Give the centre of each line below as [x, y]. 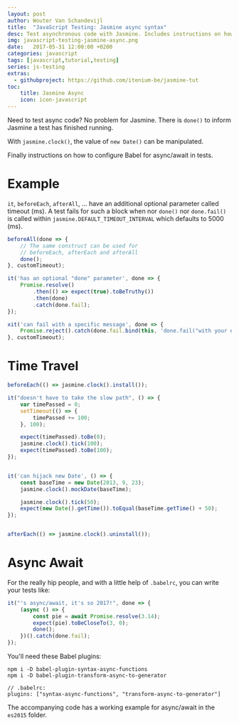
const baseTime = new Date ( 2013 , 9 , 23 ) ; [83, 483]
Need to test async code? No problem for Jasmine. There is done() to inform [119, 120]
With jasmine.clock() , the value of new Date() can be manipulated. [106, 141]
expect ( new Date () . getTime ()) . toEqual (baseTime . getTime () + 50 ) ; [119, 509]
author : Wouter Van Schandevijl [55, 21]
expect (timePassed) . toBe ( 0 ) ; [63, 437]
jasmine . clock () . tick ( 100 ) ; [62, 444]
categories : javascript [43, 54]
